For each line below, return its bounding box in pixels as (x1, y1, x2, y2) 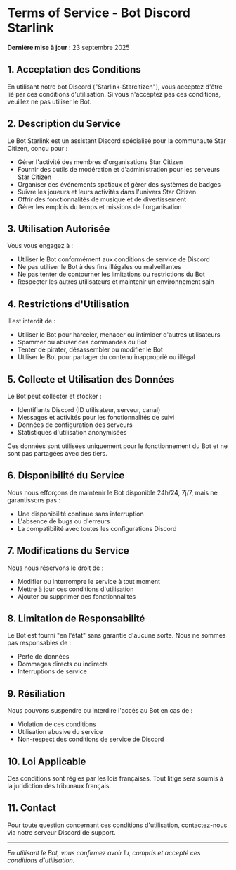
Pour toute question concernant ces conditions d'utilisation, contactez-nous (7, 821, 228, 829)
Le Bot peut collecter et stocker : (7, 392, 102, 400)
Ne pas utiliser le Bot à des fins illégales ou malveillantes (17, 263, 181, 271)
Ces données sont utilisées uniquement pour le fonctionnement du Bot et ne (7, 442, 228, 450)
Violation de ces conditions (17, 720, 96, 728)
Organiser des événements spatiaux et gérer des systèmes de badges (17, 180, 221, 188)
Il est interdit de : (7, 317, 56, 325)
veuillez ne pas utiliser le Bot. (7, 97, 92, 106)
